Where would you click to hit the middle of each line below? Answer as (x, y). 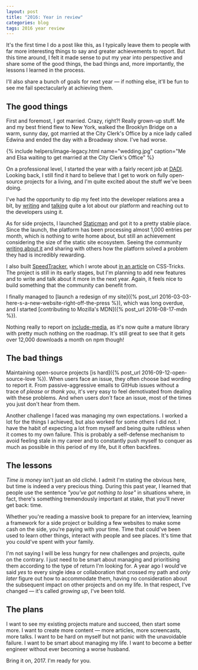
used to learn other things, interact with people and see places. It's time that (99, 535)
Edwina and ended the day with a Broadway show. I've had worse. (87, 140)
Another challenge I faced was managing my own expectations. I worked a (97, 415)
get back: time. (24, 505)
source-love (21, 379)
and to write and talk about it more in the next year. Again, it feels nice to (94, 279)
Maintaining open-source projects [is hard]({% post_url (73, 372)
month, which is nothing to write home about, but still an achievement (91, 236)
